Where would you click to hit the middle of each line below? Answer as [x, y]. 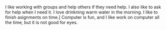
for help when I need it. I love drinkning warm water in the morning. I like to [82, 12]
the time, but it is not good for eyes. [41, 22]
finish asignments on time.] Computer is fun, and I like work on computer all [82, 17]
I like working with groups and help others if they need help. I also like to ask [83, 7]
